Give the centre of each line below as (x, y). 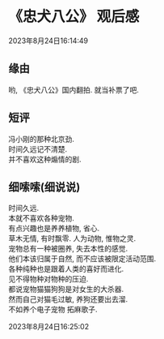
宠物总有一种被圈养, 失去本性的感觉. (68, 249)
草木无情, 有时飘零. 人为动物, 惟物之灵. (72, 238)
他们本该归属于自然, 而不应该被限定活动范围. (82, 259)
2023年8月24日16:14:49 (48, 41)
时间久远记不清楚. (38, 149)
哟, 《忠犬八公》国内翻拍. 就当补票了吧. (74, 89)
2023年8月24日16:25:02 (49, 327)
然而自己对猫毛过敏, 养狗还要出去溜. (68, 299)
